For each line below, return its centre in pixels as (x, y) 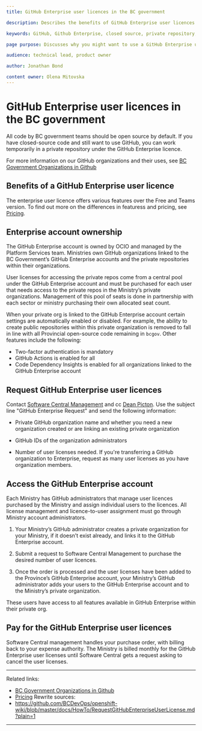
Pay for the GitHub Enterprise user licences (89, 628)
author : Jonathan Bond (35, 66)
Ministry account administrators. (46, 517)
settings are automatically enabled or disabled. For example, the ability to (97, 321)
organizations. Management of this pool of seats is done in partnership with (100, 297)
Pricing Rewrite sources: (45, 697)
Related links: (23, 679)
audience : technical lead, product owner (59, 55)
